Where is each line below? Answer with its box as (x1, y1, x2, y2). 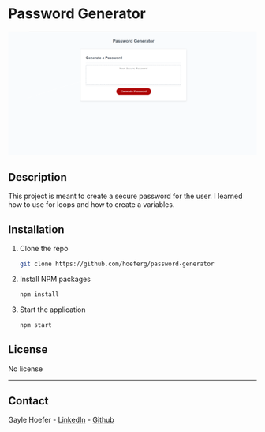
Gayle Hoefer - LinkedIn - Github (8, 415, 114, 425)
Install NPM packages (19, 274, 91, 284)
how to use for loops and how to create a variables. (8, 200, 175, 209)
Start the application (19, 305, 86, 314)
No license (8, 364, 43, 374)
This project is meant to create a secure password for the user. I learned (8, 191, 243, 201)
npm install (19, 290, 59, 299)
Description (8, 171, 67, 184)
